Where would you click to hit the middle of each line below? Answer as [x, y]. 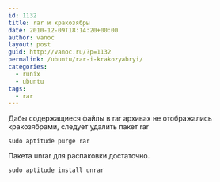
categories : [28, 67]
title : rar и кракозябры [49, 23]
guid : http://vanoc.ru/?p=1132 [60, 52]
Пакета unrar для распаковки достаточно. [79, 156]
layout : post [30, 45]
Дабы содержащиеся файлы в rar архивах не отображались [110, 118]
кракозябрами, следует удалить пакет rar [79, 127]
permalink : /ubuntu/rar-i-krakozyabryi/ [76, 60]
